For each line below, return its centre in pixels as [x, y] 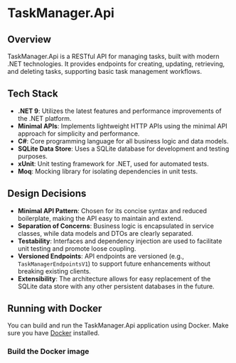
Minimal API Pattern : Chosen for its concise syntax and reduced [112, 210]
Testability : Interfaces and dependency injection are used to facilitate [120, 241]
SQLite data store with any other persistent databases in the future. [116, 286]
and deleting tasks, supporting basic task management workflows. [105, 71]
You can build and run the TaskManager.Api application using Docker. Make [118, 325]
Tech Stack [33, 94]
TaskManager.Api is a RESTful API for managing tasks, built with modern [113, 56]
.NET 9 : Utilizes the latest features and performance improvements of [119, 111]
